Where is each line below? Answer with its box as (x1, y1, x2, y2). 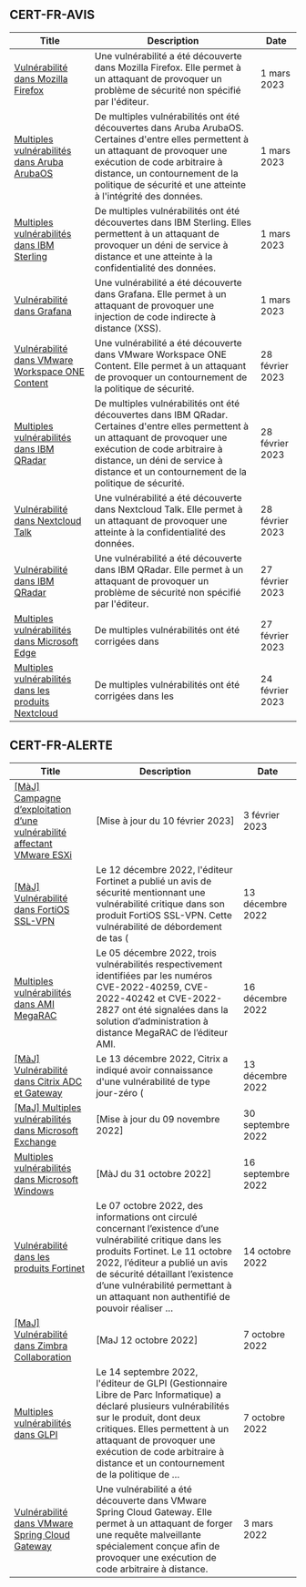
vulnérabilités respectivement (95, 957, 223, 970)
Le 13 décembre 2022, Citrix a (95, 1052, 229, 1065)
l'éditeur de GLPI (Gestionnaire (95, 1377, 228, 1389)
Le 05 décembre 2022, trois (95, 947, 217, 959)
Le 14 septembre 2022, (95, 1366, 199, 1378)
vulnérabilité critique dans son (95, 897, 225, 910)
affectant (14, 837, 53, 850)
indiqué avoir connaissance (95, 1063, 214, 1076)
